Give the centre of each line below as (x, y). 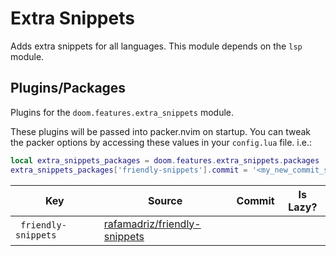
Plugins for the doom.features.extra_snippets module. (122, 112)
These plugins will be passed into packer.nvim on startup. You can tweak (161, 131)
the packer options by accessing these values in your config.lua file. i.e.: (161, 142)
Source (165, 200)
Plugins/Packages (68, 88)
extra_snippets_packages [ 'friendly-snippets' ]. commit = (129, 170)
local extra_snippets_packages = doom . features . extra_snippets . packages (165, 160)
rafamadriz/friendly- (152, 224)
